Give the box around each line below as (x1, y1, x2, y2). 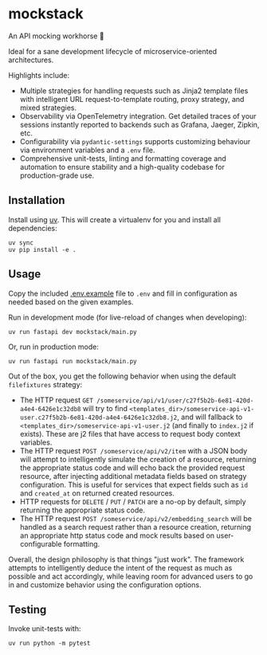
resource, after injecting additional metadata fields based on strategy (19, 471, 247, 480)
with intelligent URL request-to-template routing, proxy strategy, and (19, 94, 245, 104)
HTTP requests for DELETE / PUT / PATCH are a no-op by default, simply (19, 496, 246, 506)
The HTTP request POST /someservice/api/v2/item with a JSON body (19, 445, 248, 455)
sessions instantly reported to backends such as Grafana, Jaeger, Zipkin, (19, 120, 260, 129)
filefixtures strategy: (8, 379, 83, 389)
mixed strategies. (19, 103, 77, 112)
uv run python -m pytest (8, 639, 91, 648)
